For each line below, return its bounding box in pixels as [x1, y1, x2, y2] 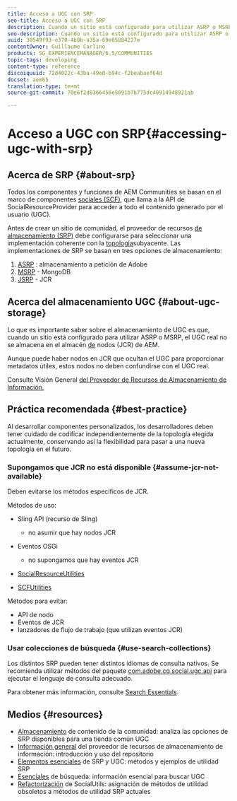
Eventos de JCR [17, 618, 65, 626]
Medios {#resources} [7, 708, 104, 720]
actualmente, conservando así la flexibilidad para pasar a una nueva [7, 437, 205, 445]
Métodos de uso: [7, 501, 56, 510]
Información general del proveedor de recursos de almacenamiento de [17, 742, 224, 751]
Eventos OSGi [17, 542, 58, 551]
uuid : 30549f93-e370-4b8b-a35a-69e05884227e [7, 37, 140, 44]
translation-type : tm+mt [7, 83, 80, 90]
